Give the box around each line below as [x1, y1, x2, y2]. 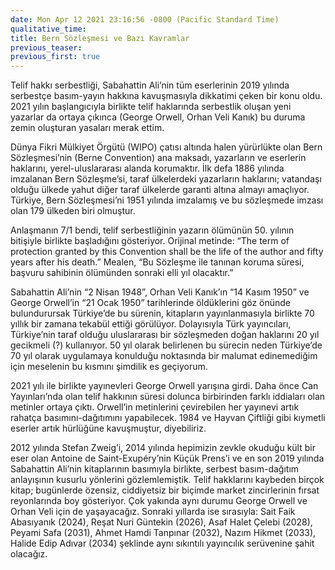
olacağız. [10, 548, 48, 560]
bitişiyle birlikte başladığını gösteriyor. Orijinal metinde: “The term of [10, 235, 290, 247]
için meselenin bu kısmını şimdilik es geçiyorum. [10, 361, 208, 373]
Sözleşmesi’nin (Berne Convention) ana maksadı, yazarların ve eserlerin [10, 152, 307, 164]
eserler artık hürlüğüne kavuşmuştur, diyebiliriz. [10, 422, 207, 435]
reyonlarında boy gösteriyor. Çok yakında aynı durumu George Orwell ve [10, 495, 308, 507]
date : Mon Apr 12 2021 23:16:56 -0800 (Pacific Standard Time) [10, 14, 280, 25]
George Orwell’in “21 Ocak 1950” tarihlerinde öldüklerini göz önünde [10, 297, 292, 309]
